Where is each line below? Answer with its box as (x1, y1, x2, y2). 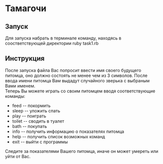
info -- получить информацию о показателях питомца (12, 128, 124, 134)
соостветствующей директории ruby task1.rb (5, 40, 99, 46)
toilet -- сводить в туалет (12, 118, 64, 124)
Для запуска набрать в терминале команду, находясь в (5, 35, 122, 41)
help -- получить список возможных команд (12, 133, 105, 139)
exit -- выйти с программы (12, 139, 68, 145)
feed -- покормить (12, 103, 51, 109)
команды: (5, 93, 25, 99)
